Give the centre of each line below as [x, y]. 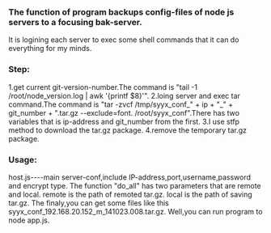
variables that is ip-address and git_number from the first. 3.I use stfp [124, 121]
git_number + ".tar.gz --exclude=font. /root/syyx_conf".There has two [124, 112]
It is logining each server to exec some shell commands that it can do [124, 40]
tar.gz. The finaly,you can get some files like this [89, 203]
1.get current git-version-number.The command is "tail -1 [103, 87]
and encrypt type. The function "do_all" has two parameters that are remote [135, 185]
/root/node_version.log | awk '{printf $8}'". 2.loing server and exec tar [125, 95]
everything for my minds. [50, 49]
